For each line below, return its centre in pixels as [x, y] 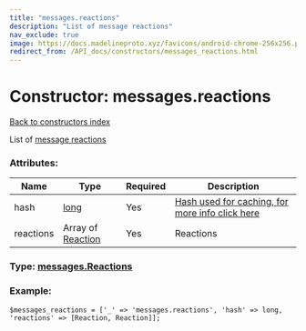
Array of [80, 228]
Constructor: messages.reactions [140, 97]
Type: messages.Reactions [71, 266]
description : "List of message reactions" [91, 26]
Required [146, 186]
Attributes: [34, 163]
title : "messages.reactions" [65, 18]
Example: [31, 291]
